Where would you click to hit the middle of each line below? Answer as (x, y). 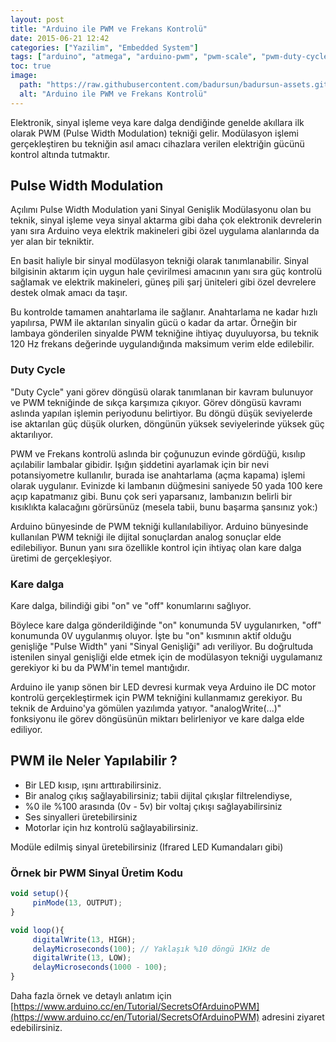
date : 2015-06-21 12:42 (60, 38)
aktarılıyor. (32, 434)
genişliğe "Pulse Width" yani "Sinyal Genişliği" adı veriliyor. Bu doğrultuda (162, 647)
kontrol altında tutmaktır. (60, 154)
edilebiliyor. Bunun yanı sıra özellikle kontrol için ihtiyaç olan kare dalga (156, 547)
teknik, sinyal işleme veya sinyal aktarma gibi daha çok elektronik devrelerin (166, 220)
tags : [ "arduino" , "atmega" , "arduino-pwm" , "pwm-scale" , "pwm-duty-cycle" (171, 57)
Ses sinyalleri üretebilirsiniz (81, 817)
